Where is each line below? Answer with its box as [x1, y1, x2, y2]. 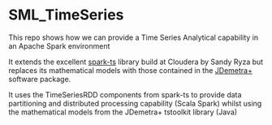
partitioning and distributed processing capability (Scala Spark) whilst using [8, 98, 262, 108]
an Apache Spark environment [8, 41, 110, 50]
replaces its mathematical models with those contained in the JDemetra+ [8, 65, 253, 75]
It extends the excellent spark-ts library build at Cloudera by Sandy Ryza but [8, 57, 264, 67]
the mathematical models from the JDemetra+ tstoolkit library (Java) [8, 107, 238, 117]
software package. [8, 74, 71, 84]
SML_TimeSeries [8, 6, 124, 24]
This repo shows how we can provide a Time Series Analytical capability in [8, 32, 258, 42]
